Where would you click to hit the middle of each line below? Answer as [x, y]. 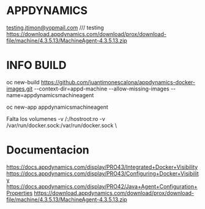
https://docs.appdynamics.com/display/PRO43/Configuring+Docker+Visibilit [102, 173]
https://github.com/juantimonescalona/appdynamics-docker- [118, 82]
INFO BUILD [36, 65]
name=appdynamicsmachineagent [50, 95]
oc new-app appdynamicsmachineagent [57, 107]
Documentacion [48, 150]
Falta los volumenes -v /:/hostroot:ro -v [56, 119]
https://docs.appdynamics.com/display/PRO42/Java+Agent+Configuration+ [102, 186]
